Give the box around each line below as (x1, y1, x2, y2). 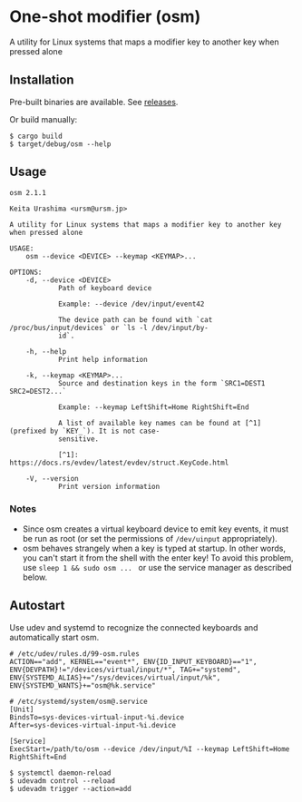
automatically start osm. (9, 631, 100, 642)
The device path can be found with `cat (57, 315, 213, 324)
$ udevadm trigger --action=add (9, 784, 132, 793)
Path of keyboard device (57, 283, 152, 292)
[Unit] (9, 705, 34, 714)
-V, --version (25, 474, 79, 483)
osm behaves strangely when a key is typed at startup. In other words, (22, 543, 286, 553)
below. (22, 572, 48, 582)
